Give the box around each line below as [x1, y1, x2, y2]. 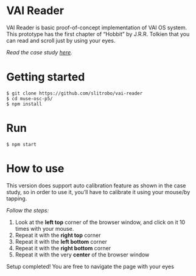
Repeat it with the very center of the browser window [15, 251, 150, 258]
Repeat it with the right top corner [15, 231, 102, 239]
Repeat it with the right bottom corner [15, 244, 111, 252]
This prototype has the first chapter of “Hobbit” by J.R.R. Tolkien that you [6, 30, 190, 37]
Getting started [6, 70, 85, 84]
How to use [6, 162, 65, 175]
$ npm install [6, 101, 43, 107]
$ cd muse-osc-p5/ [6, 95, 53, 101]
